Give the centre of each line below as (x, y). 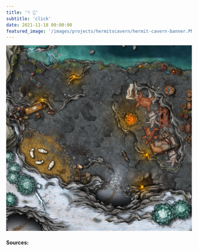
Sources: (17, 242)
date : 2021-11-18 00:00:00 (39, 25)
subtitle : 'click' (29, 19)
